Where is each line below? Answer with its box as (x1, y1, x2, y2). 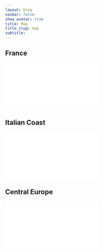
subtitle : (5, 30, 26, 35)
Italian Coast (5, 118, 46, 127)
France (5, 49, 27, 57)
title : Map (5, 21, 28, 26)
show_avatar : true (5, 16, 43, 21)
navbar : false (5, 12, 35, 17)
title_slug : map (5, 26, 39, 31)
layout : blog (5, 7, 32, 12)
